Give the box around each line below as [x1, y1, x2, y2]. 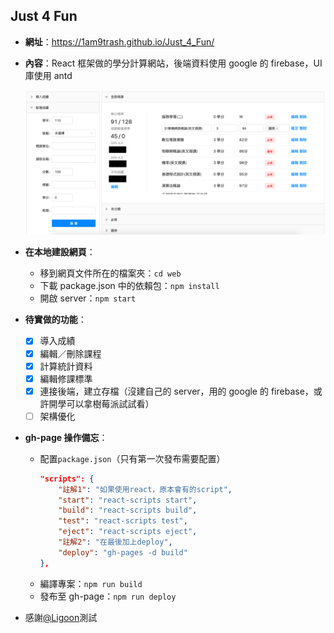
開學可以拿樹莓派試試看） [48, 397, 155, 409]
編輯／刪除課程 [39, 347, 102, 359]
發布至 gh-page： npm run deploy [39, 590, 177, 602]
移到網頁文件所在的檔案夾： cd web [39, 267, 182, 279]
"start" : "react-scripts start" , [58, 495, 198, 505]
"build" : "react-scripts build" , [58, 505, 198, 516]
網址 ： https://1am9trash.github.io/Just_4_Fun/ [24, 35, 215, 48]
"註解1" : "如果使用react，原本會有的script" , [58, 484, 233, 494]
